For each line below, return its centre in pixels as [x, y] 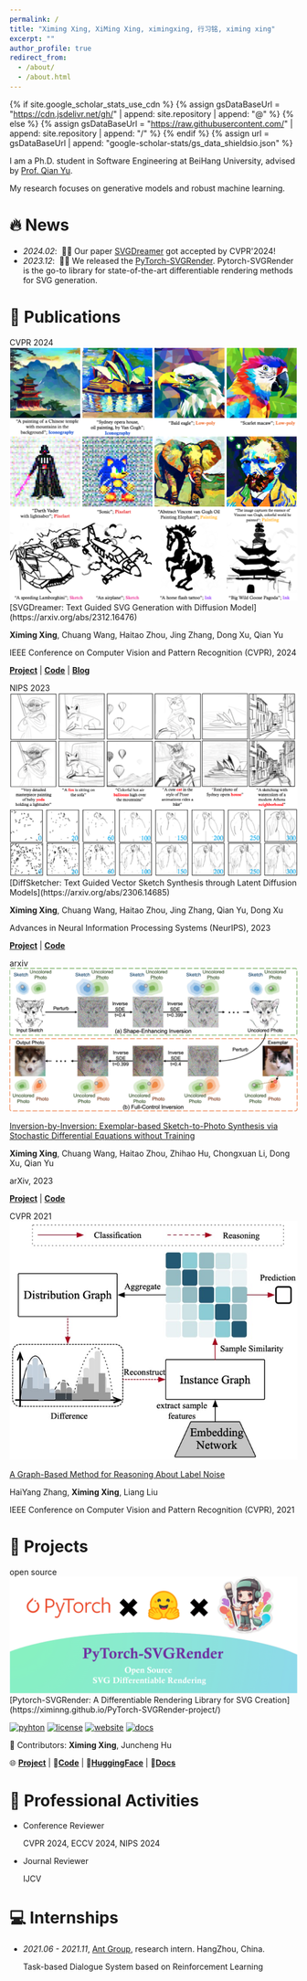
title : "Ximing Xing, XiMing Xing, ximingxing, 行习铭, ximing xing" [143, 29]
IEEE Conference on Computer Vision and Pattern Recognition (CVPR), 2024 [153, 652]
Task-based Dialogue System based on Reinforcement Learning [143, 1967]
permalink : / [34, 19]
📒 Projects [49, 1547]
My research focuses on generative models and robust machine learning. [148, 188]
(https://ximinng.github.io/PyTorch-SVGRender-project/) [115, 1710]
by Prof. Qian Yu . [41, 170]
